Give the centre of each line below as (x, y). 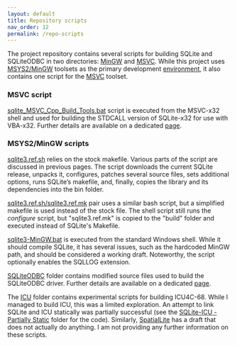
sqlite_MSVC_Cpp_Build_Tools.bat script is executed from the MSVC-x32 (114, 110)
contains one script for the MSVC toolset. (68, 77)
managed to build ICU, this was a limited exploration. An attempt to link (111, 304)
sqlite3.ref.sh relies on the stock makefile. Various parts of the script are (112, 159)
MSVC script (29, 95)
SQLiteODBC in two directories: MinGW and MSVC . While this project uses (116, 62)
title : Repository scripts (47, 21)
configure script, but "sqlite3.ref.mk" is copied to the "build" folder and (111, 218)
